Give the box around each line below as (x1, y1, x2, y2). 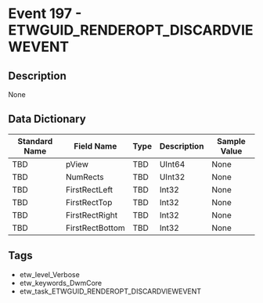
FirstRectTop (65, 197, 113, 207)
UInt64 (159, 158, 186, 169)
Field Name (74, 140, 117, 151)
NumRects (65, 171, 104, 182)
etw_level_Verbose (19, 269, 80, 279)
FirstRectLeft (65, 184, 113, 195)
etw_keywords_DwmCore (19, 278, 103, 287)
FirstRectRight (65, 209, 118, 220)
